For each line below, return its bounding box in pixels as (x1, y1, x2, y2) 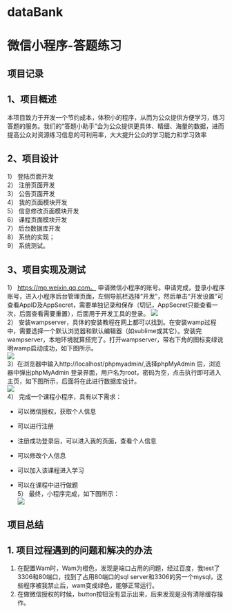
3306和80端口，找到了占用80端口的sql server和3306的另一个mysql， (17, 573, 217, 581)
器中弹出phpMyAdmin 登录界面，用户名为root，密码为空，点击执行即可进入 (7, 368, 222, 377)
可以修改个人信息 (17, 452, 66, 460)
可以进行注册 (17, 422, 54, 430)
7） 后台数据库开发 (7, 224, 61, 233)
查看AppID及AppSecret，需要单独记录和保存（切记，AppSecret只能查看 (7, 301, 213, 309)
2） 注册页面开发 (7, 181, 55, 189)
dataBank (7, 4, 64, 20)
